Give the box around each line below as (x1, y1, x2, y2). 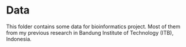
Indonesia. (6, 35, 32, 42)
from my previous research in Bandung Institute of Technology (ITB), (6, 29, 174, 36)
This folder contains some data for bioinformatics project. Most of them (6, 23, 181, 30)
